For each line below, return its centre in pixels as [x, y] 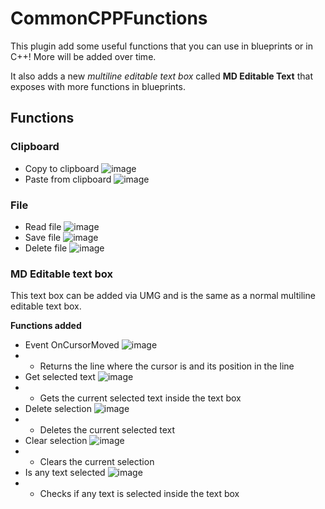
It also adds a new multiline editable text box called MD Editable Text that [161, 76]
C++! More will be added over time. [83, 56]
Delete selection [58, 409]
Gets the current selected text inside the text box [140, 398]
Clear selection [56, 441]
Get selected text [60, 377]
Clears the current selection [97, 462]
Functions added [46, 326]
